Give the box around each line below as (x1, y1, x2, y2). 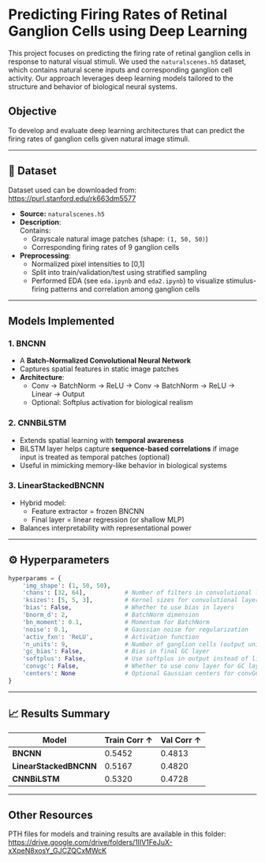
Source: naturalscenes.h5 (19, 209, 105, 218)
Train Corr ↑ (104, 735, 154, 746)
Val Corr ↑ (160, 735, 202, 746)
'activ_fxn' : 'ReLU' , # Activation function (22, 633, 200, 641)
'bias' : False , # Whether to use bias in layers (22, 604, 235, 612)
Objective (8, 105, 58, 118)
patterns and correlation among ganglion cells (50, 284, 200, 293)
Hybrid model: (19, 498, 66, 508)
